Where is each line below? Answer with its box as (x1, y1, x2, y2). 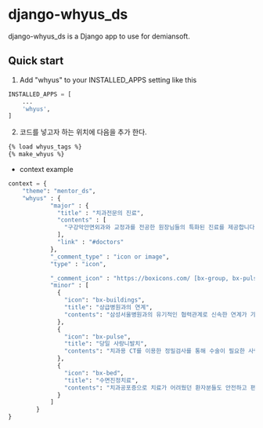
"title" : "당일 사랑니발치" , (63, 340, 148, 348)
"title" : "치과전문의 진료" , (57, 209, 145, 217)
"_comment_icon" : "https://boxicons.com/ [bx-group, (49, 274, 229, 282)
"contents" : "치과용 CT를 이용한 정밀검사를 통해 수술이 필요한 (63, 347, 245, 355)
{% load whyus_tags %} (8, 143, 82, 151)
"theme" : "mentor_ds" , (22, 187, 96, 195)
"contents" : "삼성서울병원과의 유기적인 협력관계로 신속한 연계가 (63, 310, 247, 319)
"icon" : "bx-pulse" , (63, 332, 131, 341)
